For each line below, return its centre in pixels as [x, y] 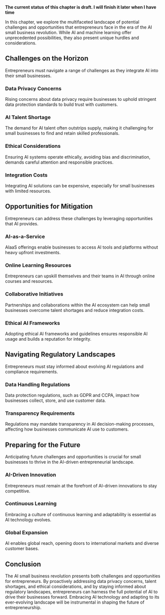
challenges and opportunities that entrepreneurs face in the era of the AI [79, 27]
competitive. [18, 491]
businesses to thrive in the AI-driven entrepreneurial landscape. [70, 462]
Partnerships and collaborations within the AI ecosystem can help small [78, 305]
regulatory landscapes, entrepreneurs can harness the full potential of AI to [82, 592]
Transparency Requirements [40, 413]
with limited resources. [28, 191]
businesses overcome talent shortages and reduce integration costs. [75, 310]
